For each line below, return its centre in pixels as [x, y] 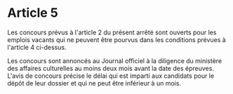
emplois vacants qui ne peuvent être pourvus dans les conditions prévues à [116, 39]
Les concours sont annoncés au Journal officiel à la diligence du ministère [115, 60]
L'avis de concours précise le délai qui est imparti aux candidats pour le [111, 76]
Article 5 [33, 13]
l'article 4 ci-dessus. [37, 47]
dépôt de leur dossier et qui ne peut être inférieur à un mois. [94, 83]
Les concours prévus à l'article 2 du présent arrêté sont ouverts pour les [112, 32]
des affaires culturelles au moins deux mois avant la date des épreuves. [111, 68]
